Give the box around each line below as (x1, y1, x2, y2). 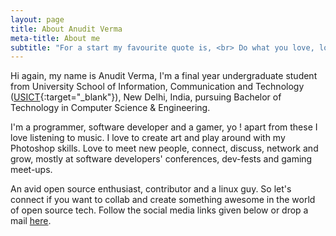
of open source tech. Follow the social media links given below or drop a (10, 204, 309, 216)
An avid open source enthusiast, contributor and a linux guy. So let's (10, 183, 292, 195)
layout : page (10, 14, 65, 25)
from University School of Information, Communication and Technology (10, 81, 305, 93)
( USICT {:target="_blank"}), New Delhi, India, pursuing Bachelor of (10, 91, 282, 103)
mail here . (10, 215, 52, 227)
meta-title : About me (10, 33, 101, 43)
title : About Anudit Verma (10, 24, 123, 34)
